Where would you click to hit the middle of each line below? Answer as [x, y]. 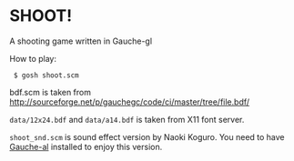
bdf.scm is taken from [51, 92]
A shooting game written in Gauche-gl [81, 41]
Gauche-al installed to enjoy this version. [86, 146]
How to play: [33, 58]
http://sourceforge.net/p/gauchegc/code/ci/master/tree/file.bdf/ [130, 102]
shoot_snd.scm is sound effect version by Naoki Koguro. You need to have [147, 136]
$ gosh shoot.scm [46, 75]
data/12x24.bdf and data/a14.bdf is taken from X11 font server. [127, 119]
